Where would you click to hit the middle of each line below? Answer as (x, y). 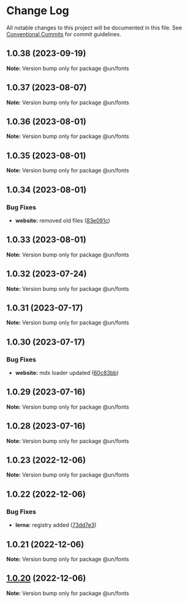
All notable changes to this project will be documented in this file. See (94, 28)
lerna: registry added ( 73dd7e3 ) (56, 525)
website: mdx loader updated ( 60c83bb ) (67, 373)
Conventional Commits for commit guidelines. (64, 34)
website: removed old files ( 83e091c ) (62, 220)
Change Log (38, 11)
